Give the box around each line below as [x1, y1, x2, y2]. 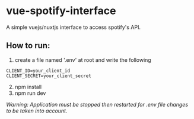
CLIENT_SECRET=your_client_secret [6, 72, 92, 79]
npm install [14, 83, 42, 90]
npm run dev [14, 90, 46, 97]
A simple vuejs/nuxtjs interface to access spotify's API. [6, 24, 141, 31]
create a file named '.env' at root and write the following [14, 56, 151, 63]
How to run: [6, 41, 50, 51]
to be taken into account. [6, 107, 68, 114]
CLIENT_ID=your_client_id [6, 68, 70, 74]
